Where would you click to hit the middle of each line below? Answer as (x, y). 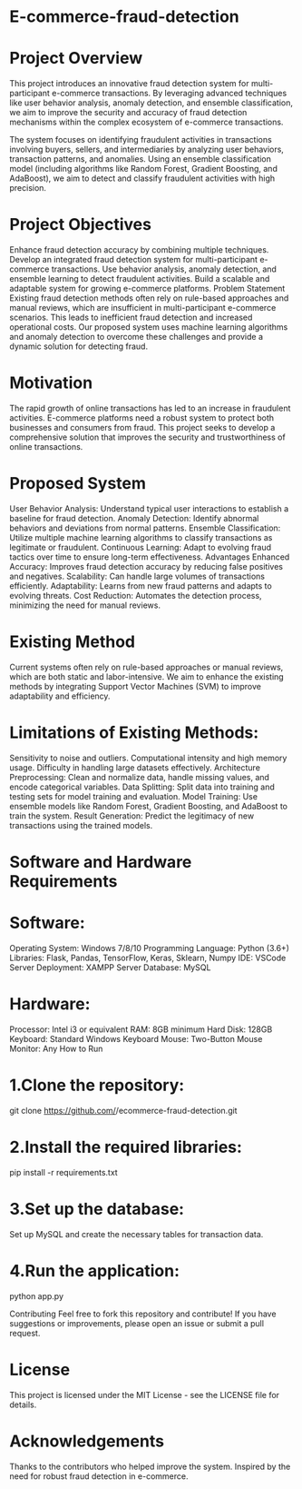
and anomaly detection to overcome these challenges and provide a (136, 337)
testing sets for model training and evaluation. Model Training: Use (134, 796)
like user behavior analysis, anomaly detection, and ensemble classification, (151, 103)
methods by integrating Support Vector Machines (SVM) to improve (135, 686)
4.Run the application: (94, 1271)
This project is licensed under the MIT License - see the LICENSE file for (144, 1395)
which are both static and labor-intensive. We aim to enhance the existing (146, 676)
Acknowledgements (87, 1441)
